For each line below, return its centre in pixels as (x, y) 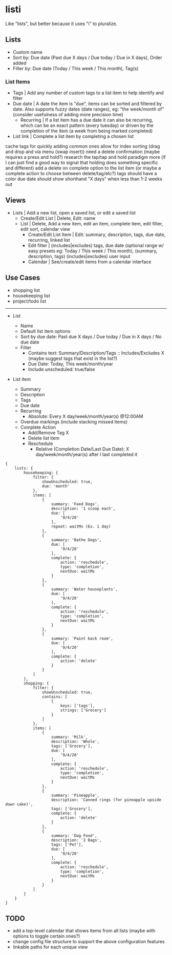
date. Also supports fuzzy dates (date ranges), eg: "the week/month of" (88, 109)
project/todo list (29, 301)
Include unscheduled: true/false (62, 369)
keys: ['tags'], (78, 706)
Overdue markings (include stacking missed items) (74, 421)
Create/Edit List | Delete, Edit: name (58, 218)
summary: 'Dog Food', (74, 836)
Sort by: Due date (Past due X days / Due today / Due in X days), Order (87, 57)
